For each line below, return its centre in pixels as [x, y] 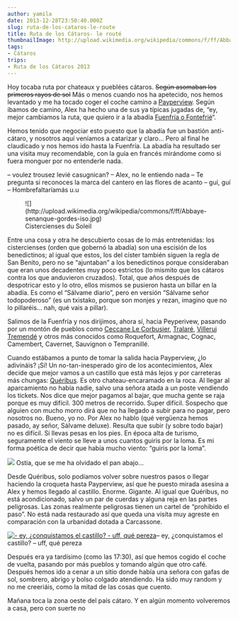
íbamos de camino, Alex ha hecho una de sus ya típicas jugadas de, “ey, [113, 109]
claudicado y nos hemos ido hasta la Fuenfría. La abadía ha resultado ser [114, 145]
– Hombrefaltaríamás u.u [43, 189]
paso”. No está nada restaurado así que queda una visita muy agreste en [113, 514]
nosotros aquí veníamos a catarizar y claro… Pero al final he [122, 138]
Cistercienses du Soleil [58, 226]
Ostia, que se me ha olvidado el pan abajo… [80, 462]
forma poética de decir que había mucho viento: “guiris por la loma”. [107, 448]
